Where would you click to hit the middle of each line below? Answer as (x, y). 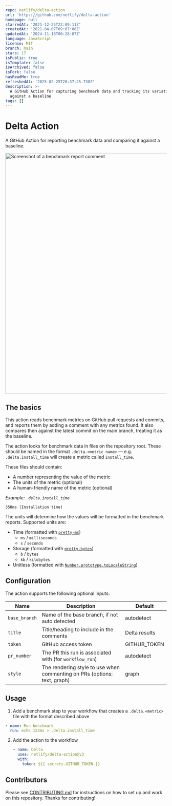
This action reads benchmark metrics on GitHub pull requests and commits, (85, 420)
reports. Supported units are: (36, 522)
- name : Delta (28, 750)
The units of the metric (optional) (48, 482)
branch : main (19, 48)
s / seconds (32, 543)
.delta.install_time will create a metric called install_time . (70, 457)
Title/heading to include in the (78, 629)
